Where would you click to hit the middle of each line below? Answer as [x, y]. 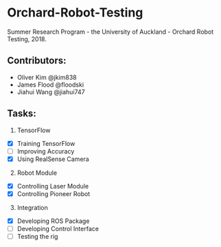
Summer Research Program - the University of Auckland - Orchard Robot [110, 32]
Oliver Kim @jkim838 [47, 77]
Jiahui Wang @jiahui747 [51, 92]
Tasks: [22, 114]
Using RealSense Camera [53, 159]
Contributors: [37, 61]
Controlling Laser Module [53, 186]
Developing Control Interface [58, 228]
